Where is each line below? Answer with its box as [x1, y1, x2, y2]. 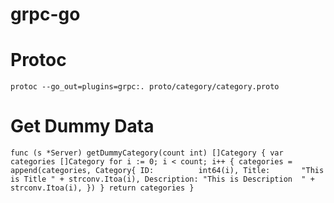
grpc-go [10, 3, 81, 26]
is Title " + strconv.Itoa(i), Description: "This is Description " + [10, 174, 315, 185]
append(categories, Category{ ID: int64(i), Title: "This [10, 166, 325, 176]
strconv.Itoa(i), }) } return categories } [10, 183, 195, 193]
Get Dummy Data [10, 115, 155, 138]
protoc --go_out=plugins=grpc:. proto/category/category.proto [10, 82, 280, 92]
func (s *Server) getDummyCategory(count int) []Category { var [10, 148, 284, 158]
